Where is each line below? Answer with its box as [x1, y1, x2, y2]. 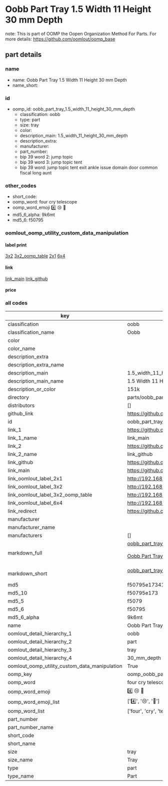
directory [7, 394, 29, 401]
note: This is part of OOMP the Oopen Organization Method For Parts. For [5, 30, 156, 36]
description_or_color [7, 386, 56, 393]
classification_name [7, 329, 54, 336]
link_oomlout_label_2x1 [7, 475, 63, 482]
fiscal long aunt [19, 169, 52, 175]
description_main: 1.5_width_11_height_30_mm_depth [19, 132, 128, 138]
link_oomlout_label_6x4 [7, 499, 63, 506]
